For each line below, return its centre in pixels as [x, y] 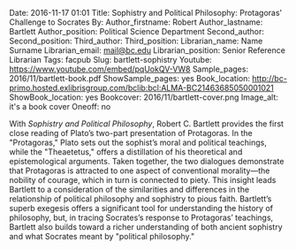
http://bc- [269, 78]
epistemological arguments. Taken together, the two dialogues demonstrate [147, 161]
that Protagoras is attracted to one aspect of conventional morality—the [140, 170]
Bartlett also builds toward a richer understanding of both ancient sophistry [146, 227]
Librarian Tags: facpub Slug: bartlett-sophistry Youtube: [110, 60]
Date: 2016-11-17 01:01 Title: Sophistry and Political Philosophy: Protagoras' [146, 13]
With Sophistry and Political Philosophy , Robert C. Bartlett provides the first [147, 124]
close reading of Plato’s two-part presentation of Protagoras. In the [131, 133]
